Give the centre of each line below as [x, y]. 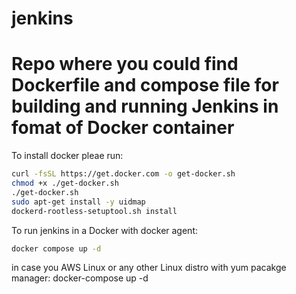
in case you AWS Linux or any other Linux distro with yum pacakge [149, 268]
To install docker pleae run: [67, 156]
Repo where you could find [125, 64]
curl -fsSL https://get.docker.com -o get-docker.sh [123, 174]
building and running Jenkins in [145, 106]
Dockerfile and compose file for [145, 85]
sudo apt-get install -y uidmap [78, 202]
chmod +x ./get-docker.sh [65, 183]
